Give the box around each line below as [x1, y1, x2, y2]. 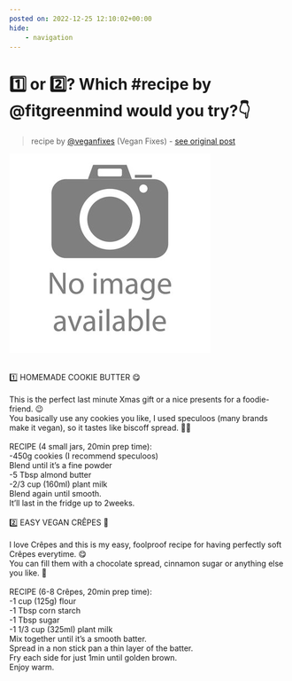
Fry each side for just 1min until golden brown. [9, 653, 178, 663]
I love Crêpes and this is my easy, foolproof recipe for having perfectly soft [9, 539, 282, 550]
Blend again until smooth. [9, 489, 102, 499]
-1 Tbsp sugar [9, 614, 60, 625]
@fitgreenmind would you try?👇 [9, 100, 250, 121]
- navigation [25, 33, 73, 42]
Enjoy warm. [9, 661, 55, 673]
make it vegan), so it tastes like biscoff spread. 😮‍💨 [9, 422, 192, 434]
